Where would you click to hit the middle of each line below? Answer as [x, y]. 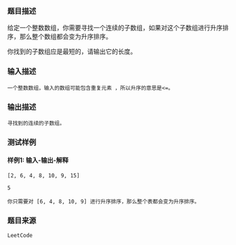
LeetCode [20, 236]
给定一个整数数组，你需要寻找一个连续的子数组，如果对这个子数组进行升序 [115, 28]
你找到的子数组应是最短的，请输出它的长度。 [72, 51]
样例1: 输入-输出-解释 [38, 161]
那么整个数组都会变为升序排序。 [66, 37]
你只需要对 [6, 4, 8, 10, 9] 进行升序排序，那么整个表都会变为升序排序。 [104, 202]
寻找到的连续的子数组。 [36, 123]
